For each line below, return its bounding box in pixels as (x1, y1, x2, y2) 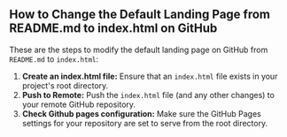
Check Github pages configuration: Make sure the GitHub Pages (21, 108, 261, 118)
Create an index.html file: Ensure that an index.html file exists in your (21, 71, 278, 81)
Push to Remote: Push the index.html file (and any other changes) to (21, 89, 275, 100)
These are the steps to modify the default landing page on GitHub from (9, 44, 268, 55)
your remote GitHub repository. (21, 99, 136, 110)
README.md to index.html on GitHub (9, 21, 218, 36)
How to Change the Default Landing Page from (9, 7, 271, 22)
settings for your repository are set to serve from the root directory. (21, 118, 268, 128)
